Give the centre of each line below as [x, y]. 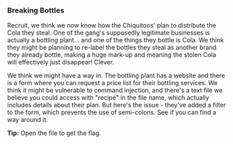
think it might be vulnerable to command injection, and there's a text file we [115, 90]
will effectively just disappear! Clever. [61, 62]
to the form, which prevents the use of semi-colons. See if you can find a [112, 112]
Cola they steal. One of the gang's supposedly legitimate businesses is [109, 33]
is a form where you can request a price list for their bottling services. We [112, 83]
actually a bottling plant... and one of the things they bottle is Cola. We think [115, 40]
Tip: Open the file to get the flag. [54, 133]
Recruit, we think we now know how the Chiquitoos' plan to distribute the [112, 26]
